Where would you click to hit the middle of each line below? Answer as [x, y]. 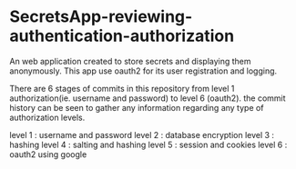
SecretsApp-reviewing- [101, 17]
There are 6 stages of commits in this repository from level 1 [122, 88]
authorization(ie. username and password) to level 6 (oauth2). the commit [148, 98]
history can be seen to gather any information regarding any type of [137, 107]
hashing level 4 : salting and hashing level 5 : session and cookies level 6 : [148, 144]
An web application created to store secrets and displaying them [131, 61]
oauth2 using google [48, 154]
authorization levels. [47, 117]
